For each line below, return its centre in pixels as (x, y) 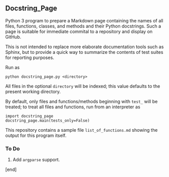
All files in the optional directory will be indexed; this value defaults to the (83, 86)
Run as (12, 67)
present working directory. (33, 92)
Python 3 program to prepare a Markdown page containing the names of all (84, 20)
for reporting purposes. (30, 57)
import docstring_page (29, 116)
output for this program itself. (36, 135)
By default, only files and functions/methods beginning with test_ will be (81, 101)
